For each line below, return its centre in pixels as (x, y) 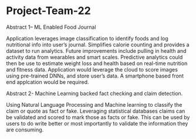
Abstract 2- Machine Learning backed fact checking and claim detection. (94, 93)
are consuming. (25, 130)
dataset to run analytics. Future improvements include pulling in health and (96, 50)
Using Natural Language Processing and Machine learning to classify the (94, 104)
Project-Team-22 (48, 11)
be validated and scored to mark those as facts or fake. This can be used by (98, 117)
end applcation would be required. (48, 82)
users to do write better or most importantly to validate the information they (97, 123)
